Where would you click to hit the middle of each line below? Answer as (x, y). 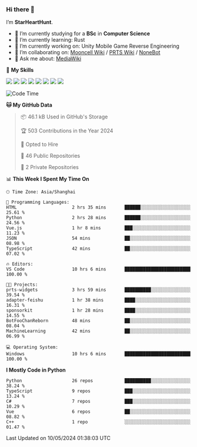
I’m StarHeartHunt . (30, 22)
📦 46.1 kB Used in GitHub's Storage (64, 117)
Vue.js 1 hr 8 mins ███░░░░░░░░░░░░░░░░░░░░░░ (98, 228)
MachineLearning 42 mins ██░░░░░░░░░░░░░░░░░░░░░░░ (98, 331)
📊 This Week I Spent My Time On (48, 179)
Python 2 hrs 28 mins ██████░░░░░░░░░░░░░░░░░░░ (98, 218)
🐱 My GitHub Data (29, 105)
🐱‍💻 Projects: (22, 285)
